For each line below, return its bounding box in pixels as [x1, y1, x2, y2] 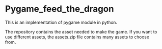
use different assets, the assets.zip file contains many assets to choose [5, 34, 150, 40]
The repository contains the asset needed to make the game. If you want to [5, 29, 157, 34]
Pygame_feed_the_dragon [5, 3, 114, 15]
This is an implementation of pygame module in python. [5, 19, 118, 25]
